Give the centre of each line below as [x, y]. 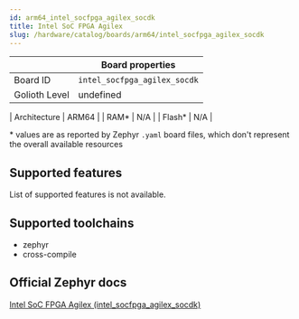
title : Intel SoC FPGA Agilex [66, 26]
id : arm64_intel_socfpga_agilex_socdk [82, 18]
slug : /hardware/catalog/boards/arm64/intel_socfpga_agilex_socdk [137, 34]
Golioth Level [42, 95]
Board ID [33, 80]
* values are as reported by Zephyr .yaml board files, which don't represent [149, 135]
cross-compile [49, 254]
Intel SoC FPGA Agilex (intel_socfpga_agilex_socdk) [105, 305]
